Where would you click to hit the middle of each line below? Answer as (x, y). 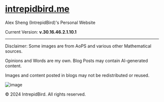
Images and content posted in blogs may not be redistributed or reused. (77, 75)
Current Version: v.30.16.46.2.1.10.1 (41, 32)
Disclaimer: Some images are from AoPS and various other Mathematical (78, 46)
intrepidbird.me (37, 9)
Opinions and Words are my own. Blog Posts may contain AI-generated (76, 61)
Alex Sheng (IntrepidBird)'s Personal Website (50, 22)
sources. (14, 51)
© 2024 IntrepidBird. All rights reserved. (46, 94)
